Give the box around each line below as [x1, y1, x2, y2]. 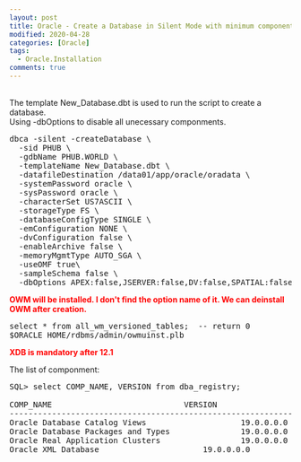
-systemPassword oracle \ [18, 179, 133, 188]
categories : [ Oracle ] [9, 38, 90, 48]
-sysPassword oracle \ [18, 187, 118, 197]
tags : [9, 47, 30, 56]
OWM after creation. [9, 303, 87, 314]
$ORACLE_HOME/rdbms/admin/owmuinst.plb [9, 329, 185, 340]
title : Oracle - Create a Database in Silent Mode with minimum [9, 22, 254, 31]
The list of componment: [9, 364, 100, 375]
